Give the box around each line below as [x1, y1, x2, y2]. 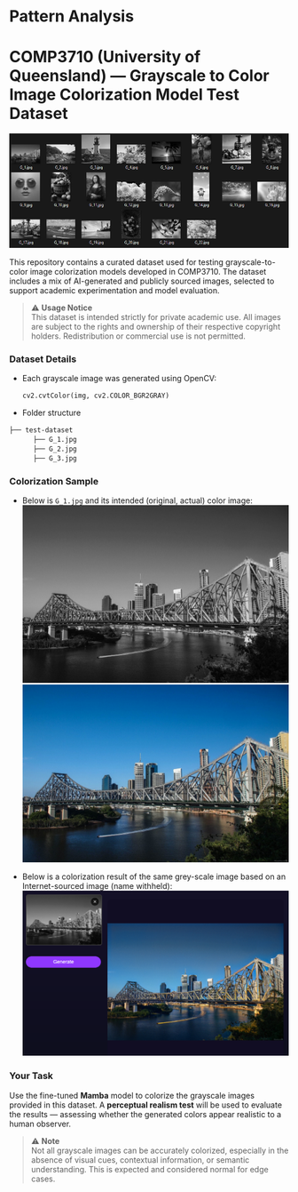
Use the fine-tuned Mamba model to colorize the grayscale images [9, 1090, 255, 1100]
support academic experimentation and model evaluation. [9, 284, 220, 295]
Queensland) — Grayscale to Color [9, 66, 270, 86]
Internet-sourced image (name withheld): [21, 880, 173, 891]
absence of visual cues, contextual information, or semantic [30, 1154, 250, 1165]
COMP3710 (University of [9, 47, 201, 68]
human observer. [9, 1118, 72, 1129]
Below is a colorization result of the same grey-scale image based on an [21, 871, 286, 882]
